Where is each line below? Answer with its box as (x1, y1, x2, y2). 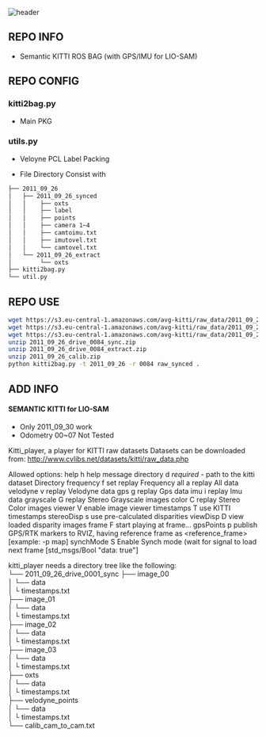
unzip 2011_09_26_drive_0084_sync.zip (8, 338, 136, 346)
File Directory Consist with (19, 169, 107, 178)
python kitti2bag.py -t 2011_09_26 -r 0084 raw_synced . (8, 361, 200, 368)
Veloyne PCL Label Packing (19, 154, 110, 163)
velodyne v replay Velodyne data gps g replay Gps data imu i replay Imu (8, 486, 243, 495)
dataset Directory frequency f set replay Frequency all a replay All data (8, 478, 239, 487)
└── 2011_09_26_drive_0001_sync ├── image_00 (8, 569, 169, 579)
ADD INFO (8, 382, 59, 395)
